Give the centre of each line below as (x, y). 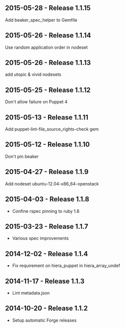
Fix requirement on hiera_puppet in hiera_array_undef (66, 266)
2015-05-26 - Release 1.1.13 (48, 63)
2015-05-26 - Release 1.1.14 (48, 36)
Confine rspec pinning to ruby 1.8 (46, 211)
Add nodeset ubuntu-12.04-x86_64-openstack (52, 183)
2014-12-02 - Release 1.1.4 (47, 253)
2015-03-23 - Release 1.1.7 (47, 226)
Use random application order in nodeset (47, 47)
